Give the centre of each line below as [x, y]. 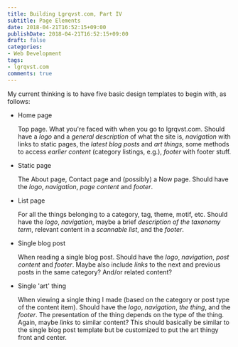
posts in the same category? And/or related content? [95, 272]
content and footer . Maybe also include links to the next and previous [119, 265]
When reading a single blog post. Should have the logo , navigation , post [123, 257]
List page [31, 201]
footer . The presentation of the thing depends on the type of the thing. [121, 314]
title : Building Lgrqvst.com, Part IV [65, 14]
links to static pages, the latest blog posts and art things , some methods [123, 144]
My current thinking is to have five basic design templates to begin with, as [117, 94]
